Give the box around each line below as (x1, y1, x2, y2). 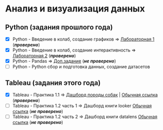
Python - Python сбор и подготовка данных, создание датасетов (12, 63, 150, 70)
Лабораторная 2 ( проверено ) (12, 53, 76, 59)
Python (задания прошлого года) (5, 23, 113, 31)
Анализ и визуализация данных (5, 3, 145, 14)
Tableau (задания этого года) (5, 78, 101, 87)
